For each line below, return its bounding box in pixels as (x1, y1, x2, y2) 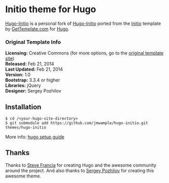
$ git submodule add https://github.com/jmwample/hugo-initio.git (5, 120, 148, 126)
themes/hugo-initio (5, 125, 47, 130)
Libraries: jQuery (5, 82, 41, 88)
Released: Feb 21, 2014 (5, 61, 55, 67)
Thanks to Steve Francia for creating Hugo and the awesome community (5, 162, 157, 168)
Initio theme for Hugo (5, 4, 96, 15)
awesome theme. (5, 173, 41, 179)
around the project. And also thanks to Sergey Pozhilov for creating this (5, 167, 154, 173)
